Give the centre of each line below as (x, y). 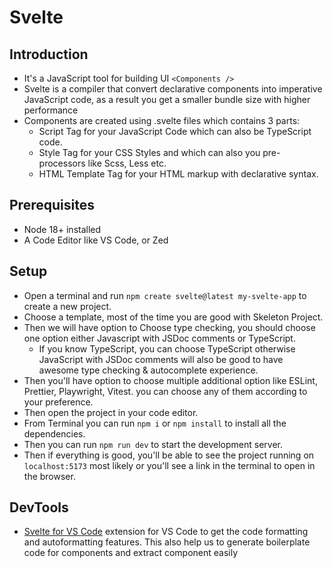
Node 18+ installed (62, 229)
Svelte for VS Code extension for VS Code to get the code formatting (166, 532)
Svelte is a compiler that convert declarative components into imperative (173, 89)
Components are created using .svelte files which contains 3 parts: (162, 120)
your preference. (58, 402)
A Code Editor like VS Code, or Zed (96, 240)
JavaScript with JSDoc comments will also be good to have (161, 359)
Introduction (49, 54)
